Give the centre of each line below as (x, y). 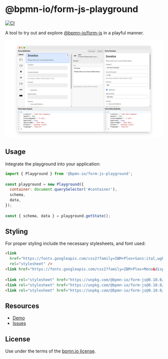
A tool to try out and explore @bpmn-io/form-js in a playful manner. (74, 33)
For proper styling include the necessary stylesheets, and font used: (75, 243)
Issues (19, 323)
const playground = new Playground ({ (44, 184)
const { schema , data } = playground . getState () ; (58, 216)
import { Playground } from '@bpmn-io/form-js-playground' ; (69, 174)
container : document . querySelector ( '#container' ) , (63, 190)
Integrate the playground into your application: (53, 164)
